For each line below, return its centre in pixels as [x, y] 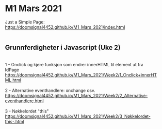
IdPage [12, 70]
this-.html [15, 121]
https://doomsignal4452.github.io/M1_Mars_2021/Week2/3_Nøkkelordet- [78, 116]
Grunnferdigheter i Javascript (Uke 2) [63, 47]
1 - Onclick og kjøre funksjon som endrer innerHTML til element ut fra [74, 64]
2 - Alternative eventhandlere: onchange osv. [50, 90]
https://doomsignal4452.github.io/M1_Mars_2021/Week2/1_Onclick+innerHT [81, 75]
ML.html [13, 80]
